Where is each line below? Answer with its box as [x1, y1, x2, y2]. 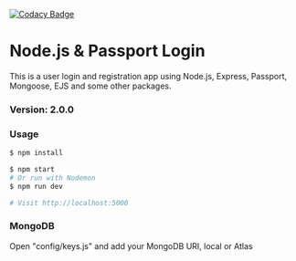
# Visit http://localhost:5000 [9, 198, 129, 207]
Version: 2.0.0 [9, 103, 75, 116]
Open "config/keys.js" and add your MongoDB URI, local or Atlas [9, 240, 253, 251]
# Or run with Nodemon [9, 173, 96, 183]
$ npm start [9, 165, 55, 174]
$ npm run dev [9, 182, 64, 191]
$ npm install [9, 149, 64, 158]
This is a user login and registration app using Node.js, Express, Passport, [9, 70, 288, 81]
